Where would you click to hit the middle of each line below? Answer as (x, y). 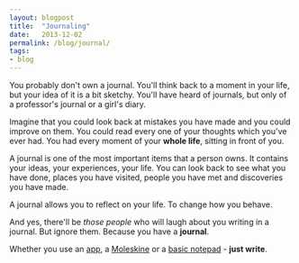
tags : (19, 51)
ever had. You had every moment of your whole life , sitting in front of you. (147, 141)
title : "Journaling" (50, 26)
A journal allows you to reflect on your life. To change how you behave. (141, 204)
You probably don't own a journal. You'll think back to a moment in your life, (149, 85)
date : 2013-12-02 (46, 34)
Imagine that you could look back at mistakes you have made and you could (150, 122)
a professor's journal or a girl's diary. (78, 104)
